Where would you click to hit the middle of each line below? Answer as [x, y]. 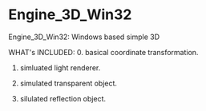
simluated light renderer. [60, 67]
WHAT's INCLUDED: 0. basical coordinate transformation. [103, 52]
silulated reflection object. [63, 98]
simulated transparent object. [69, 83]
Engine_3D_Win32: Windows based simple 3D [84, 37]
